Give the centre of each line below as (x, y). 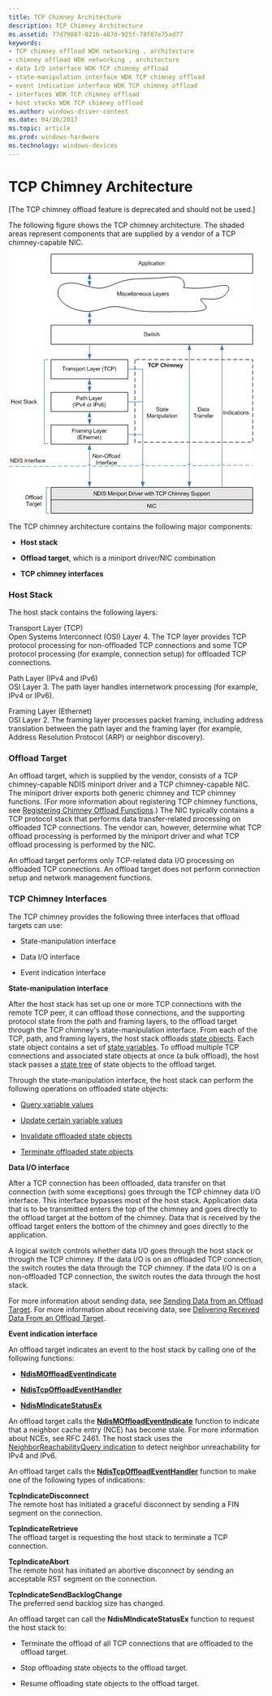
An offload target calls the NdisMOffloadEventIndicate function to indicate (134, 1421)
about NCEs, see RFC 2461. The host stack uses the (95, 1438)
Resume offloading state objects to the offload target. (110, 1683)
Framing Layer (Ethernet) (50, 711)
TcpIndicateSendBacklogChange (65, 1595)
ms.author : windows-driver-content (69, 111)
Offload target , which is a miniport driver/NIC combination (118, 558)
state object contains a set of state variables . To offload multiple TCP (124, 1047)
